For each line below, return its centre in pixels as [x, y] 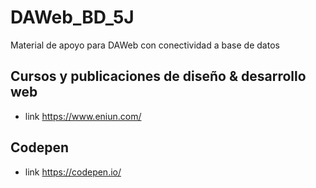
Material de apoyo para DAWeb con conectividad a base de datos [145, 45]
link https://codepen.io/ [73, 172]
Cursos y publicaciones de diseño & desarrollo [158, 76]
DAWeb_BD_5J [72, 17]
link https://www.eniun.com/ [83, 116]
